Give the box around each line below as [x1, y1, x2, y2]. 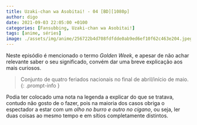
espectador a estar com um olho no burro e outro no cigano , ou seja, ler [6, 106, 181, 113]
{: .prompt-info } [20, 82, 60, 89]
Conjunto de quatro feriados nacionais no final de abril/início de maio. [20, 76, 189, 83]
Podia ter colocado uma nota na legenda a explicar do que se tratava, [6, 93, 174, 100]
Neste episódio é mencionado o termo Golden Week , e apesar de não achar [6, 52, 189, 59]
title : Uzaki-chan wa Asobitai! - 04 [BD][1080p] [6, 8, 130, 15]
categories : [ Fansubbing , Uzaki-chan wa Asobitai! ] [6, 25, 135, 31]
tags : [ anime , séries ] [6, 31, 62, 36]
